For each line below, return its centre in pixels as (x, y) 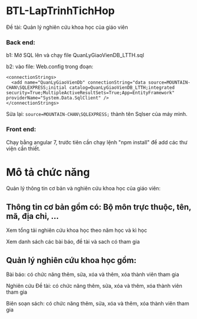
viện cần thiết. (23, 148)
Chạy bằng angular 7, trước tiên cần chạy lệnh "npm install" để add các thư (97, 142)
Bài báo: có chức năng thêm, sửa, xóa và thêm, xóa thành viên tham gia (93, 274)
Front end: (21, 129)
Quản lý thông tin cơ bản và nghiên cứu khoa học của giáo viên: (83, 188)
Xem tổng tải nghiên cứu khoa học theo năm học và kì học (77, 230)
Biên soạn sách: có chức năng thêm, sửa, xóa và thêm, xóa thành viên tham (98, 304)
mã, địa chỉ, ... (33, 216)
